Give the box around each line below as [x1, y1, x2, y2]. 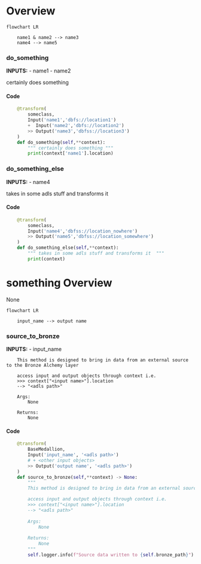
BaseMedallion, [28, 447, 66, 453]
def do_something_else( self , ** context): [17, 245, 119, 251]
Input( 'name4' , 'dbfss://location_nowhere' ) [28, 228, 138, 234]
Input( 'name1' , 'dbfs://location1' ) [28, 117, 117, 123]
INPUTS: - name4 [6, 178, 50, 185]
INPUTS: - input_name [6, 346, 62, 353]
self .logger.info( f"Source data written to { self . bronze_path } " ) [28, 551, 194, 558]
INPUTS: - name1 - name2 [6, 67, 71, 74]
